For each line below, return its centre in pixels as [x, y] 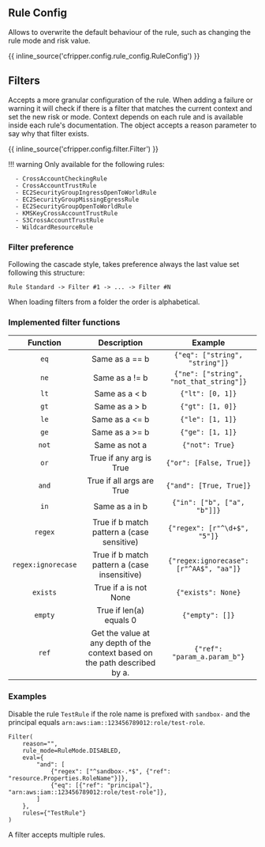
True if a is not [121, 587]
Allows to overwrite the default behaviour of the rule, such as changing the [129, 32]
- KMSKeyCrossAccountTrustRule [67, 213]
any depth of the [120, 643]
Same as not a [121, 445]
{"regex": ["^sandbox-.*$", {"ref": [110, 771]
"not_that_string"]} [208, 382]
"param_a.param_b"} [209, 657]
